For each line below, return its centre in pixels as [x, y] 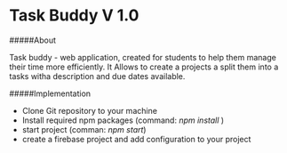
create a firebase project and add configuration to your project [136, 139]
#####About [32, 40]
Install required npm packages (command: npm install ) [123, 120]
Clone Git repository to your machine [90, 110]
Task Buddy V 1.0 [74, 16]
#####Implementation [50, 93]
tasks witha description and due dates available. [97, 76]
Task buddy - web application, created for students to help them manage [143, 57]
